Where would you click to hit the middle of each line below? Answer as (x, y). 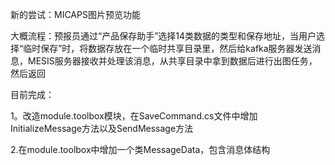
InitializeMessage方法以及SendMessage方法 (102, 128)
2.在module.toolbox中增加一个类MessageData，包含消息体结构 (140, 149)
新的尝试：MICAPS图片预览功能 (75, 14)
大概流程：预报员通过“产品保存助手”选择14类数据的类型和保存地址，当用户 (163, 36)
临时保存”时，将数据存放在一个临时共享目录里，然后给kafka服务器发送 (168, 48)
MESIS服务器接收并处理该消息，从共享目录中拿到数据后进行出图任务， (172, 61)
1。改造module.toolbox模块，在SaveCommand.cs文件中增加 (134, 116)
